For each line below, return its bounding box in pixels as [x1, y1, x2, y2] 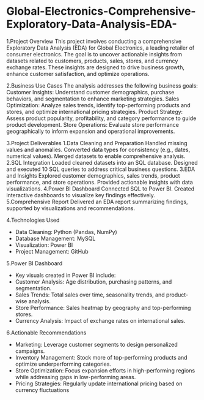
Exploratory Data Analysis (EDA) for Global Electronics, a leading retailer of [6, 44, 195, 51]
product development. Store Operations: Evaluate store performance [6, 121, 179, 128]
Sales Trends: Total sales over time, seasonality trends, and [15, 291, 165, 298]
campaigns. [15, 347, 45, 355]
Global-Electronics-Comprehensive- [6, 4, 197, 18]
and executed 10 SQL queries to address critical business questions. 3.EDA [6, 165, 195, 173]
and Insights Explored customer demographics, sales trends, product [6, 172, 180, 179]
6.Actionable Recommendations [6, 329, 87, 336]
